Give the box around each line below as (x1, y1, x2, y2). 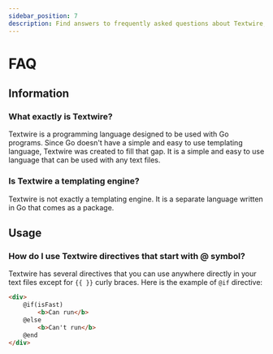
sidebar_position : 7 (8, 11, 79, 20)
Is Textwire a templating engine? (8, 175, 140, 187)
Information (8, 87, 70, 101)
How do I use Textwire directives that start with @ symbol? (8, 250, 245, 261)
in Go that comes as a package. (8, 202, 115, 212)
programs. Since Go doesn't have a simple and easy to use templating (8, 138, 243, 148)
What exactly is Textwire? (8, 111, 113, 122)
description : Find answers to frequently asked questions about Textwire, (8, 19, 267, 28)
